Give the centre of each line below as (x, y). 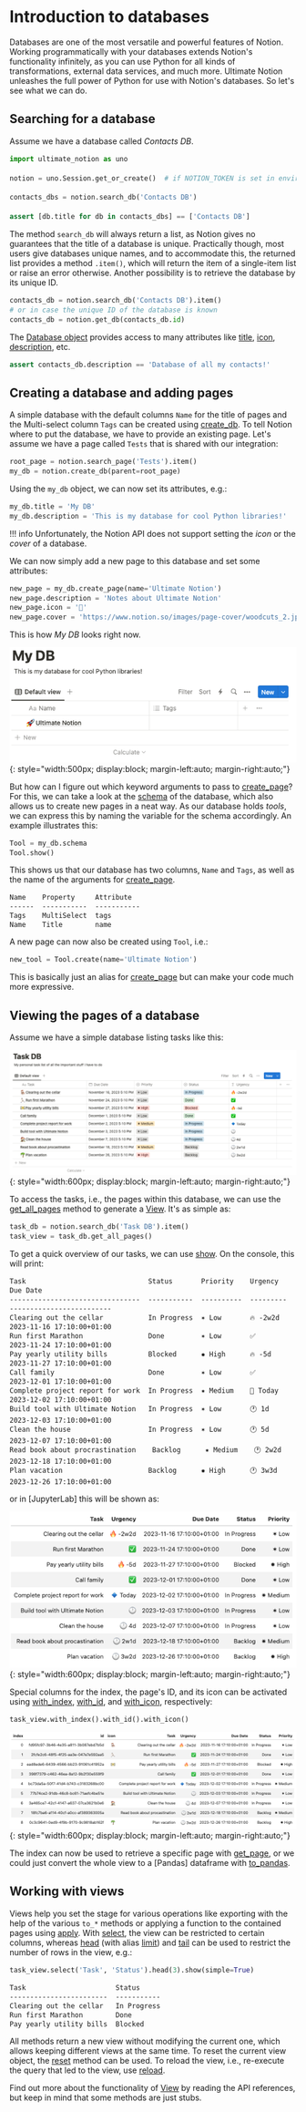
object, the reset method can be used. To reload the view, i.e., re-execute (147, 2060)
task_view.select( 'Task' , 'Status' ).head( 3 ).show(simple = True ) (132, 1970)
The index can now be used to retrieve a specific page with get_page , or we (152, 1853)
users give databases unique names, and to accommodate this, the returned (153, 253)
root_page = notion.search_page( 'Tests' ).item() (103, 462)
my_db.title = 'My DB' (52, 506)
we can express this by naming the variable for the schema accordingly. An (151, 815)
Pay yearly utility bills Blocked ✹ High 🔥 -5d (140, 1354)
